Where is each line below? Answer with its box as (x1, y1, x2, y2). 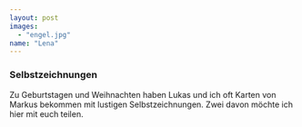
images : (9, 22, 39, 31)
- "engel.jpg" (17, 30, 71, 39)
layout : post (9, 13, 59, 23)
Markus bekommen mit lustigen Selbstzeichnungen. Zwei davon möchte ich (9, 99, 294, 110)
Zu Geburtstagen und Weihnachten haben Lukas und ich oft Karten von (9, 89, 277, 100)
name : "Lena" (9, 38, 59, 48)
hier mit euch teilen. (9, 108, 84, 119)
